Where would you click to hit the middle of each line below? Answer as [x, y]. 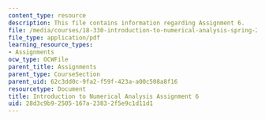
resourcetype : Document [47, 89]
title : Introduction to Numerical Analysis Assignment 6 [104, 96]
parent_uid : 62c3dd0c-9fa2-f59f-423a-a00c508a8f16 [93, 81]
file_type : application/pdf [54, 37]
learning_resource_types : [50, 45]
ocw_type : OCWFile [38, 60]
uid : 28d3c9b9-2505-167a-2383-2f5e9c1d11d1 [81, 103]
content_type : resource [47, 15]
